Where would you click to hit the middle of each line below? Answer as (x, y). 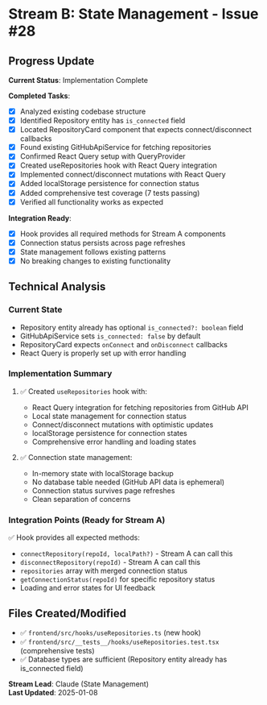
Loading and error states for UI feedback (88, 588)
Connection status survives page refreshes (103, 490)
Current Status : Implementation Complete (78, 80)
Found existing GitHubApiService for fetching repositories (115, 147)
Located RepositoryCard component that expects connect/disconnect (136, 130)
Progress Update (51, 61)
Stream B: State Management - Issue (133, 14)
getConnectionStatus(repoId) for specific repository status (117, 579)
